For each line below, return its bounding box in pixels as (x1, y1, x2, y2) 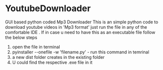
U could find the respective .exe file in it (12, 59, 93, 65)
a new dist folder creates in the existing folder (12, 54, 105, 60)
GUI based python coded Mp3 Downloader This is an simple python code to (5, 19, 158, 25)
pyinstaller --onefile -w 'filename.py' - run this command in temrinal (12, 49, 149, 55)
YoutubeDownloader (5, 3, 91, 14)
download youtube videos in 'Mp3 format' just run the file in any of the (5, 24, 147, 30)
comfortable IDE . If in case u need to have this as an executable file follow (5, 29, 156, 35)
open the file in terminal (12, 44, 60, 50)
